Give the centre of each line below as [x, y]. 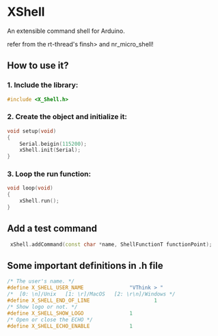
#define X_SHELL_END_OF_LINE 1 [82, 301]
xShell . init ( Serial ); [50, 150]
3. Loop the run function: [49, 174]
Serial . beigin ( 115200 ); [53, 144]
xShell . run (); [39, 201]
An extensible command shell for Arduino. [66, 31]
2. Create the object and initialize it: [67, 117]
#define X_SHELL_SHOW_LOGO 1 [70, 313]
